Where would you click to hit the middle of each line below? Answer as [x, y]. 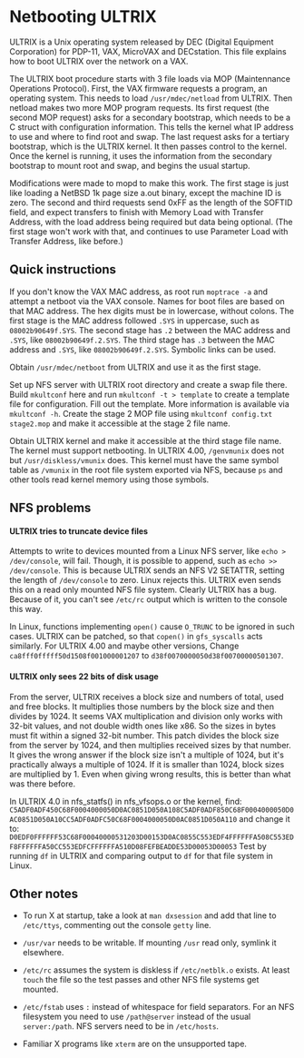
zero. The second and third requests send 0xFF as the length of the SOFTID [151, 203]
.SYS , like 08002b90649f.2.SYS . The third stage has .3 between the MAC [142, 340]
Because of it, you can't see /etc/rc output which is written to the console [148, 599]
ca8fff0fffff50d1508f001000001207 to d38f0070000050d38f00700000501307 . [147, 656]
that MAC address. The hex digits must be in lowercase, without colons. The [152, 311]
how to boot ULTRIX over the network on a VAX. [99, 61]
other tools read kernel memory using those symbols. [109, 480]
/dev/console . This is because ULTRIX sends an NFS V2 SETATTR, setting [147, 570]
